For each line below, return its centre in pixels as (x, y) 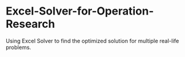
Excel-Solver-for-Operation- (80, 11)
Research (31, 24)
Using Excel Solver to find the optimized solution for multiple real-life (92, 41)
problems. (18, 47)
